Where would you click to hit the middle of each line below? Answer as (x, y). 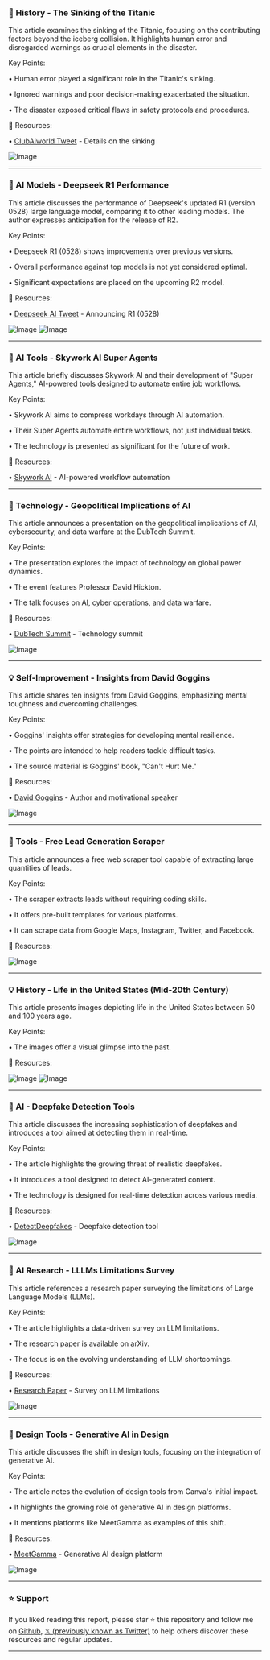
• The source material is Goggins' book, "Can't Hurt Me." (102, 766)
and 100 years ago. (40, 1016)
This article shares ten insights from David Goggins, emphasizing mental (128, 695)
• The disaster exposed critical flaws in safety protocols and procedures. (129, 110)
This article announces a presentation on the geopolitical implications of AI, (133, 524)
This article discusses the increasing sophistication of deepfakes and (123, 1124)
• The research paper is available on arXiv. (79, 1343)
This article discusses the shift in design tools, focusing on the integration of (135, 1451)
